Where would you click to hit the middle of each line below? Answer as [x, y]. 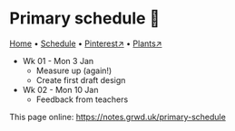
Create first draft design [81, 80]
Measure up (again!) [74, 70]
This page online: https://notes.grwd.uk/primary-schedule [118, 117]
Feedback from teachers [82, 99]
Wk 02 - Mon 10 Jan [60, 89]
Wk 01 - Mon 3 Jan [58, 61]
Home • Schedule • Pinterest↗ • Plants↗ [86, 43]
